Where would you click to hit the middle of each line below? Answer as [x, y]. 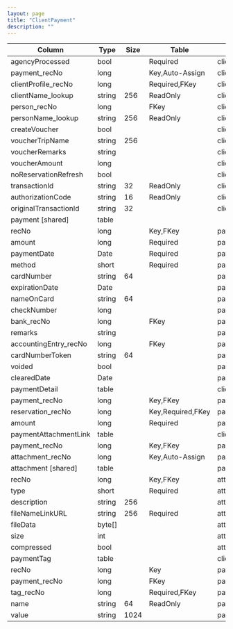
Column [51, 50]
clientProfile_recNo [42, 84]
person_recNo [34, 107]
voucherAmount [37, 163]
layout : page [26, 14]
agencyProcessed [40, 62]
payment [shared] [40, 220]
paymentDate [33, 254]
